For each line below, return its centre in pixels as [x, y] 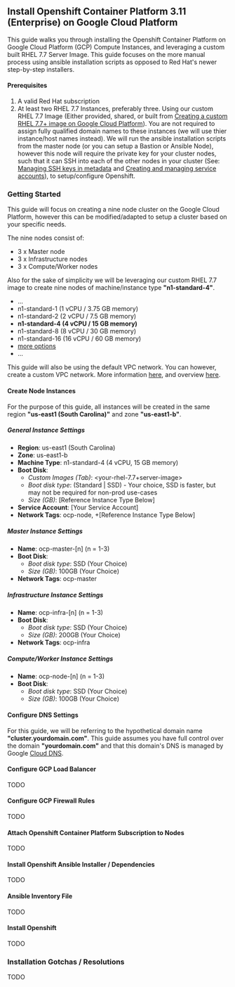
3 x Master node [41, 252]
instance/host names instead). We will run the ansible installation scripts [122, 139]
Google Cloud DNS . [35, 753]
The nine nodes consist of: [46, 238]
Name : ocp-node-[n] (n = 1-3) [61, 676]
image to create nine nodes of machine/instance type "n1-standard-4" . [111, 288]
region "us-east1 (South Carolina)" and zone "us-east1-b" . [94, 414]
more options [36, 346]
